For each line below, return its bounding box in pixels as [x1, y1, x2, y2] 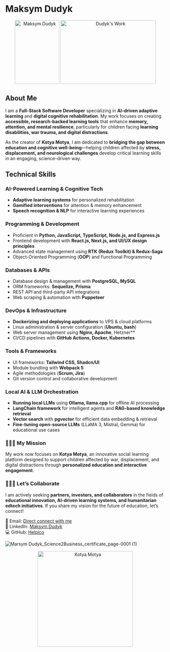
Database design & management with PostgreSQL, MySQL [12, 278, 136, 284]
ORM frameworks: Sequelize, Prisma [12, 283, 91, 290]
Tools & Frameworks [5, 348, 57, 355]
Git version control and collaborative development [12, 375, 117, 381]
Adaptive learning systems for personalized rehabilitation [12, 197, 134, 203]
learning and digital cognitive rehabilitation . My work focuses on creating [5, 113, 161, 119]
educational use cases [12, 427, 60, 433]
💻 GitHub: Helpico [5, 529, 45, 535]
